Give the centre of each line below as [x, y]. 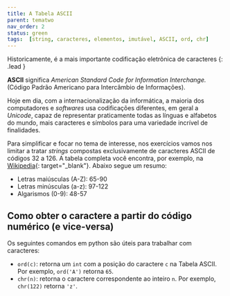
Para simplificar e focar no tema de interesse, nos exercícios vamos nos [110, 143]
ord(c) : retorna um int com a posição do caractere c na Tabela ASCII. [117, 263]
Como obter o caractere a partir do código [100, 216]
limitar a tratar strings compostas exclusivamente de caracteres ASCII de [111, 151]
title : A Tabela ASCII [40, 14]
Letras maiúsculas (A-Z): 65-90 [62, 179]
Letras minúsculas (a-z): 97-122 [63, 186]
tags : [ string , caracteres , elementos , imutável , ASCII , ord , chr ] [108, 40]
